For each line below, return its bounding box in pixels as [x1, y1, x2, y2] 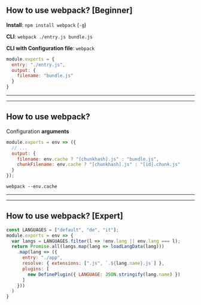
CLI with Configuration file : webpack [6, 44, 95, 52]
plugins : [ [22, 265, 50, 272]
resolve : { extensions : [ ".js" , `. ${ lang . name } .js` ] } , [22, 261, 165, 267]
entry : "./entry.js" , [11, 62, 66, 68]
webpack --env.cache [6, 183, 58, 189]
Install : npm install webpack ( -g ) [6, 21, 87, 28]
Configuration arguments [6, 128, 69, 135]
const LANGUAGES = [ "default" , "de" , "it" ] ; [6, 227, 119, 233]
